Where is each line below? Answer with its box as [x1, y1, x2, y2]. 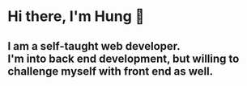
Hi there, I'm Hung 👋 [7, 7, 145, 26]
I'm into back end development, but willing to [7, 51, 240, 65]
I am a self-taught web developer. [7, 39, 181, 53]
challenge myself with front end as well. [7, 64, 214, 78]
